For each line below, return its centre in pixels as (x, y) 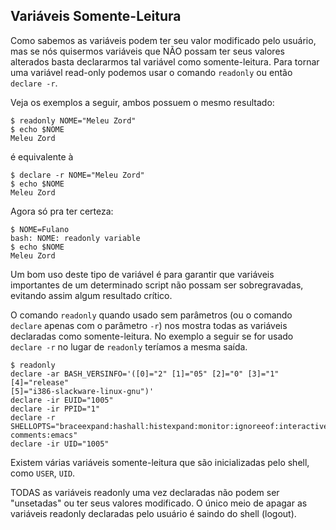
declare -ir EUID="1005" (62, 400)
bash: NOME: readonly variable (75, 238)
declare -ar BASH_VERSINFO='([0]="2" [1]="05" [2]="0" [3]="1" (145, 374)
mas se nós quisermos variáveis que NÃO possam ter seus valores (147, 51)
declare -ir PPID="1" (55, 409)
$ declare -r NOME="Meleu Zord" (77, 175)
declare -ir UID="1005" (60, 444)
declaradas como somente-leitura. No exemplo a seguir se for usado (152, 336)
